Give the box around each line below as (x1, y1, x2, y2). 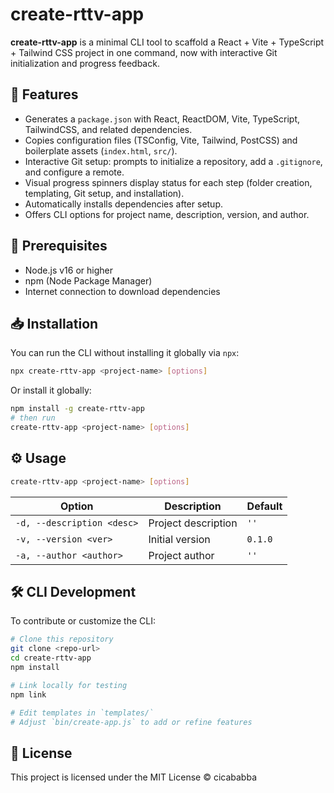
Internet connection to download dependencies (24, 285, 221, 297)
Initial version (148, 532, 211, 546)
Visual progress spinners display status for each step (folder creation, (24, 176, 313, 188)
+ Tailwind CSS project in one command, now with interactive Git (10, 46, 278, 58)
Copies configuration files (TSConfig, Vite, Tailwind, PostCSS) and (24, 134, 298, 146)
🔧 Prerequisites (10, 238, 108, 255)
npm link (10, 689, 47, 700)
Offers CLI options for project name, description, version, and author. (24, 208, 310, 220)
